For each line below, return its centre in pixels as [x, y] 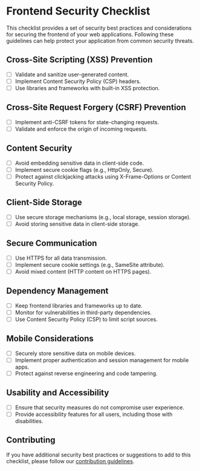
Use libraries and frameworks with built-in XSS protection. [87, 88]
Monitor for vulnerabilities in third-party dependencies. [83, 312]
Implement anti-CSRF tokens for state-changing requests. [87, 122]
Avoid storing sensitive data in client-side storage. [77, 224]
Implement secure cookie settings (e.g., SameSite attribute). [90, 265]
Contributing [31, 440]
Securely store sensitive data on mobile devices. [75, 353]
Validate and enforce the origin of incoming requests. [81, 129]
